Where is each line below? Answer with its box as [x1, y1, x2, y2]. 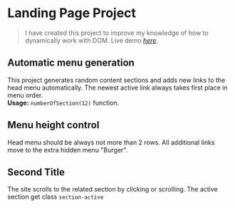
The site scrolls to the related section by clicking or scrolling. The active [7, 185, 219, 194]
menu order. [7, 90, 43, 99]
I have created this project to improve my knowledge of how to [24, 28, 209, 37]
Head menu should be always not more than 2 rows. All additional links [7, 137, 215, 147]
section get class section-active [7, 192, 104, 201]
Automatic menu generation [7, 57, 135, 69]
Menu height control [7, 119, 100, 131]
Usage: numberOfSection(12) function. [7, 98, 120, 107]
